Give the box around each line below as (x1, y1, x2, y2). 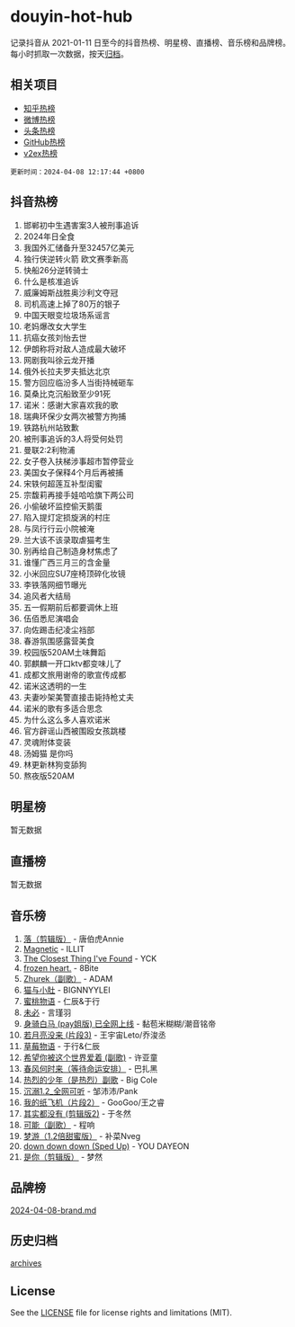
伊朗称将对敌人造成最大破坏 (22, 343, 127, 354)
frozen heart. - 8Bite (22, 963, 99, 973)
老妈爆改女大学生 (22, 321, 87, 332)
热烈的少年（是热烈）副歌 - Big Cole (22, 1074, 158, 1085)
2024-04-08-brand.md (10, 1205, 97, 1216)
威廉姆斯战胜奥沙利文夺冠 (22, 287, 119, 298)
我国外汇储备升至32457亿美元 (22, 242, 135, 253)
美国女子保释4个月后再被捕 (22, 467, 124, 477)
